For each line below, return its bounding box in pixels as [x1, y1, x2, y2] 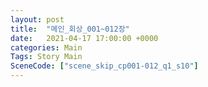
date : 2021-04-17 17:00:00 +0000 [10, 33, 159, 43]
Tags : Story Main [10, 52, 83, 62]
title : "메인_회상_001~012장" [10, 24, 130, 34]
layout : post [10, 14, 65, 25]
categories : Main [10, 42, 83, 53]
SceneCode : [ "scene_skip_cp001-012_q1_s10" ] [10, 61, 199, 71]
